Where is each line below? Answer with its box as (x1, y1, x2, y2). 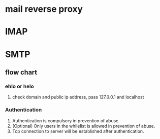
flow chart (5, 68, 37, 76)
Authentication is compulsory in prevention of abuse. (12, 117, 120, 124)
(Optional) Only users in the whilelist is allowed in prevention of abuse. (12, 123, 155, 129)
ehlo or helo (5, 83, 34, 90)
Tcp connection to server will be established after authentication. (12, 128, 144, 134)
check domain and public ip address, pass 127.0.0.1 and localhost (12, 94, 144, 100)
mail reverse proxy (5, 3, 83, 15)
